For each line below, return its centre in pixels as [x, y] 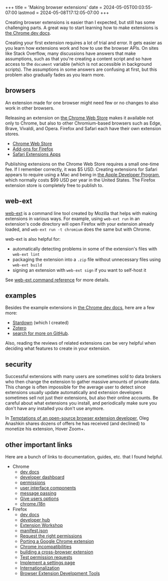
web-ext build [27, 265]
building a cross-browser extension [57, 552]
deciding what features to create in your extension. [58, 348]
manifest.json [34, 531]
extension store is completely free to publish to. [54, 185]
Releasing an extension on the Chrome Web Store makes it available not [79, 118]
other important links [39, 445]
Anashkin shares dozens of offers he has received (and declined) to [75, 424]
